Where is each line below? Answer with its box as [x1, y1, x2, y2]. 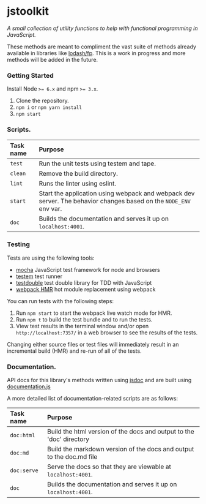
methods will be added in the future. [7, 56, 98, 63]
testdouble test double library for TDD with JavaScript [15, 279, 152, 286]
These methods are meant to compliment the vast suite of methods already [7, 43, 196, 50]
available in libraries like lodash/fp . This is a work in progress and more [7, 49, 186, 56]
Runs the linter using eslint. [39, 179, 117, 187]
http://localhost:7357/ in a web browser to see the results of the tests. [15, 329, 198, 336]
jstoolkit [7, 4, 50, 18]
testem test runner [15, 273, 63, 280]
